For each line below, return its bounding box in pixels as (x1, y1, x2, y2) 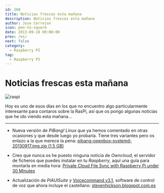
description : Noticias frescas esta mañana (5, 16, 95, 21)
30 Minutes (12, 168, 35, 174)
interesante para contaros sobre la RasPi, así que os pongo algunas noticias (5, 108, 158, 114)
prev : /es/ (5, 35, 27, 39)
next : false (5, 39, 29, 44)
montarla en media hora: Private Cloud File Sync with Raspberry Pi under (12, 163, 159, 169)
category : (5, 43, 25, 48)
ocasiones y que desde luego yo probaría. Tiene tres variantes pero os (12, 133, 155, 139)
